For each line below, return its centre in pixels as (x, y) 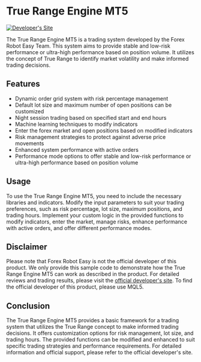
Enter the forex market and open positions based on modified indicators (104, 130)
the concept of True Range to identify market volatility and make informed (97, 58)
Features (23, 84)
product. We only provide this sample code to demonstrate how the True (96, 268)
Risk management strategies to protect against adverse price (90, 137)
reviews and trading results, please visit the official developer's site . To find (100, 281)
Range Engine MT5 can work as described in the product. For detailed (93, 274)
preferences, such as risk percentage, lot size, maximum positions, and (94, 208)
